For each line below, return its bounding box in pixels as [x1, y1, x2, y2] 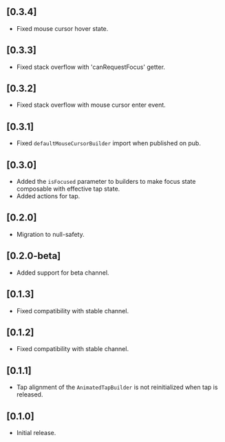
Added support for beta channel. [16, 269, 109, 277]
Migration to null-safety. [16, 230, 85, 238]
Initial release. [16, 428, 56, 436]
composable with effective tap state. [16, 185, 120, 193]
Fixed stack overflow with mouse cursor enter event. [16, 101, 166, 109]
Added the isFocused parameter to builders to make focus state [16, 178, 196, 186]
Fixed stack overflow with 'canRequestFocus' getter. [16, 63, 166, 71]
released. [16, 390, 43, 399]
